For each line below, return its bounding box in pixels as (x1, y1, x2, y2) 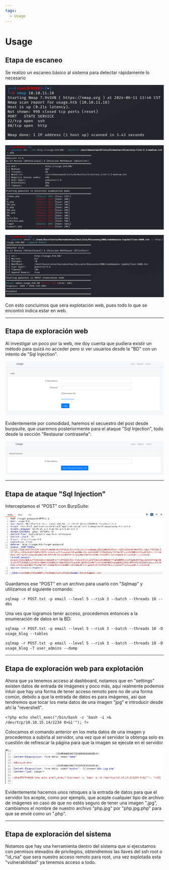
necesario (5, 75, 26, 81)
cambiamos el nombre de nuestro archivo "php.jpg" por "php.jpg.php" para (5, 805, 162, 811)
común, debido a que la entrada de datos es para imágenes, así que (5, 694, 146, 700)
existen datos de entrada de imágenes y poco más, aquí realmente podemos (5, 683, 164, 689)
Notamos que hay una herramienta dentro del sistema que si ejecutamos (5, 843, 156, 849)
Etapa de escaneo (5, 56, 63, 65)
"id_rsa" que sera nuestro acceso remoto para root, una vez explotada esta (5, 854, 161, 860)
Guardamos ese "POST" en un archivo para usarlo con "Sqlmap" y (5, 581, 143, 587)
